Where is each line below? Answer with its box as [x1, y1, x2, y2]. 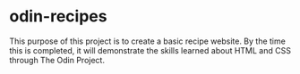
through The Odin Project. [9, 54, 106, 65]
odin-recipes [9, 6, 107, 27]
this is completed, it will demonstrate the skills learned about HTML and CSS [9, 45, 291, 55]
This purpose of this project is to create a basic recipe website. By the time [9, 36, 287, 46]
